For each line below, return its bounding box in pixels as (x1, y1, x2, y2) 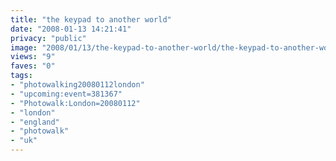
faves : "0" (10, 61, 56, 71)
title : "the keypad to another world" (10, 14, 172, 25)
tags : (10, 71, 33, 81)
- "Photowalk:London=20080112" (10, 98, 141, 108)
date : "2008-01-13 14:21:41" (10, 24, 132, 34)
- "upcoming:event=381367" (10, 89, 123, 99)
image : (10, 42, 38, 53)
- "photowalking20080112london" (10, 80, 145, 90)
